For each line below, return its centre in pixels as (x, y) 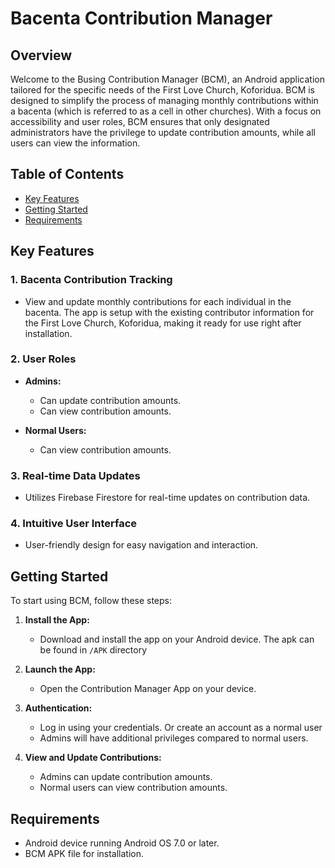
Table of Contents (67, 174)
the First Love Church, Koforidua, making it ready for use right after (163, 323)
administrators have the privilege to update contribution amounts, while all (163, 132)
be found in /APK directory (93, 650)
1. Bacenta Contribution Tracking (91, 280)
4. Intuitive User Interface (74, 524)
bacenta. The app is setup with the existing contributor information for (169, 312)
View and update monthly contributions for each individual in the (158, 301)
